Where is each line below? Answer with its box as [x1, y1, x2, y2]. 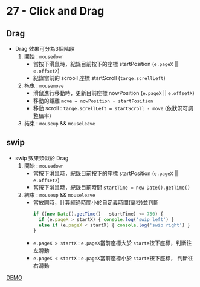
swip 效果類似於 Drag [15, 154, 69, 162]
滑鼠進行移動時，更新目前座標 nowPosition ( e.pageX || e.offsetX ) [33, 90, 195, 96]
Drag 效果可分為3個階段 [15, 45, 75, 52]
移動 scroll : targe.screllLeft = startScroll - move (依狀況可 [33, 105, 189, 111]
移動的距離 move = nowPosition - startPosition [33, 97, 153, 104]
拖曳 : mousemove [24, 82, 64, 89]
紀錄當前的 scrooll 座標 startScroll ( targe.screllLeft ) [33, 74, 166, 81]
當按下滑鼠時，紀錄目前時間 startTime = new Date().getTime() [33, 183, 190, 191]
